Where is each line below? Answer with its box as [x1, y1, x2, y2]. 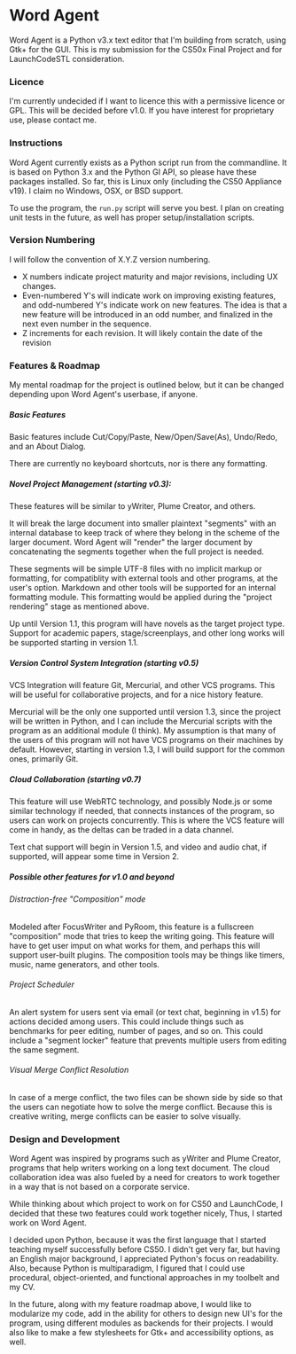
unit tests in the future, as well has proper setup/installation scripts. [9, 212, 255, 223]
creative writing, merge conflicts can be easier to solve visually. [9, 1110, 242, 1122]
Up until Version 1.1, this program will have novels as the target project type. [9, 618, 285, 630]
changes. [21, 280, 57, 291]
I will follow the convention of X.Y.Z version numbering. [9, 254, 211, 264]
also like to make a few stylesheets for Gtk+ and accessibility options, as [9, 1327, 275, 1338]
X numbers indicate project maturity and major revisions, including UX [21, 271, 278, 282]
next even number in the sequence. [21, 318, 152, 329]
